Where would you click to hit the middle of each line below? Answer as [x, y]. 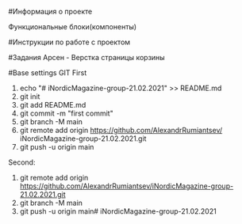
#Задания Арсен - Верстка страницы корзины [86, 57]
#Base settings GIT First [48, 73]
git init [30, 97]
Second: [22, 162]
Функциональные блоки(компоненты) [73, 27]
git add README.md [53, 105]
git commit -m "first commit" [66, 113]
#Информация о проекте [50, 11]
